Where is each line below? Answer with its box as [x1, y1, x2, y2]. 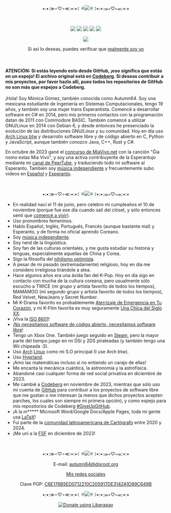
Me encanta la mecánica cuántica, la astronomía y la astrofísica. [12, 365, 148, 371]
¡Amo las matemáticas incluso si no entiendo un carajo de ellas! [12, 360, 146, 366]
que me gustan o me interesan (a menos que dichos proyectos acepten [12, 392, 163, 399]
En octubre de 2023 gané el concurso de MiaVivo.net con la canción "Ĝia [5, 149, 160, 155]
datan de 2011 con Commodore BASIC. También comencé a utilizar [5, 117, 146, 123]
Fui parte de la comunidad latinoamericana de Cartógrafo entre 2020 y [12, 420, 162, 426]
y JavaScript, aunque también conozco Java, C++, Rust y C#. [5, 139, 135, 145]
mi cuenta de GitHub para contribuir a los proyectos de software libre [12, 387, 159, 393]
